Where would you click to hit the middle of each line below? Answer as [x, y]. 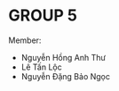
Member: [25, 40]
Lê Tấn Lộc [42, 67]
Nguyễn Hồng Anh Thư [63, 57]
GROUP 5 [43, 16]
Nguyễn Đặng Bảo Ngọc [65, 76]
